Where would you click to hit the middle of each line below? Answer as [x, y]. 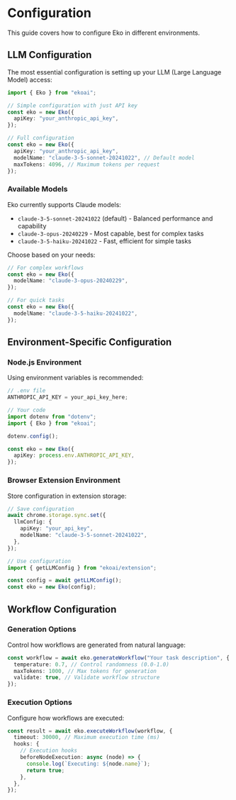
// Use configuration [39, 561]
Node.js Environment [44, 362]
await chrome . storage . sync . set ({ [57, 516]
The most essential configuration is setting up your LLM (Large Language [114, 72]
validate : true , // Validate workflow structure [87, 678]
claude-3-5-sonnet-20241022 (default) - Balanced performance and [115, 218]
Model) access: [30, 79]
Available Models [38, 189]
